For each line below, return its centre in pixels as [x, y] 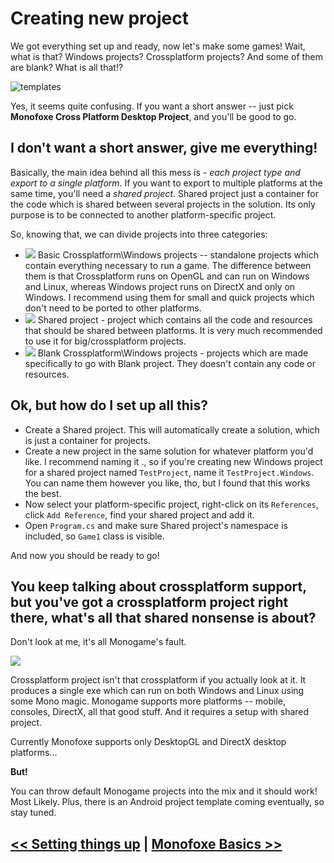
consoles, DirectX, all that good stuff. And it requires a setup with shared [160, 712]
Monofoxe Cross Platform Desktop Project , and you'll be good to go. [153, 116]
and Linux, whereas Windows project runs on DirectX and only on [160, 286]
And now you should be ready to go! [85, 555]
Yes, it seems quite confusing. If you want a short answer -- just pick [152, 106]
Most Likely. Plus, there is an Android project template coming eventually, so [167, 802]
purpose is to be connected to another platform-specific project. [143, 214]
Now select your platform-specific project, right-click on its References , [171, 504]
